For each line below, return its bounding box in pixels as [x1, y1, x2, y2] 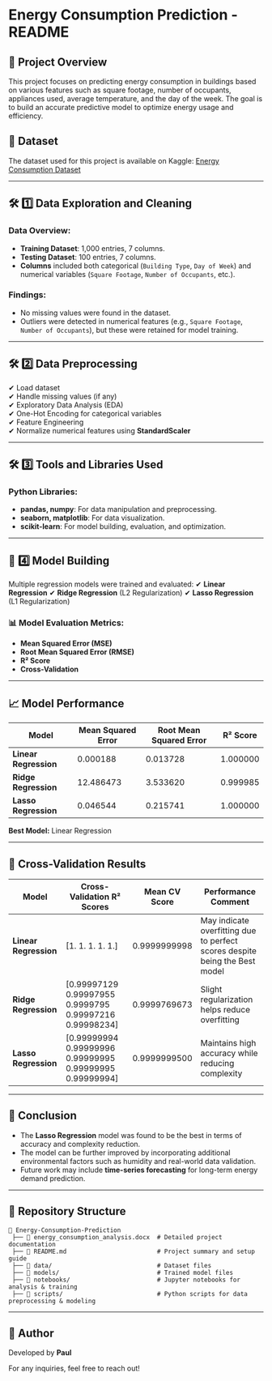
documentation [8, 1240, 57, 1248]
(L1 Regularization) [8, 597, 70, 607]
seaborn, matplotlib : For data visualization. [19, 513, 165, 523]
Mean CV [144, 886, 181, 897]
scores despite [200, 945, 257, 957]
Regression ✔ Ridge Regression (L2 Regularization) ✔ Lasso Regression [8, 588, 253, 598]
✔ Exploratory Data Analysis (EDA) [8, 399, 124, 410]
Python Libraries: [8, 486, 79, 497]
